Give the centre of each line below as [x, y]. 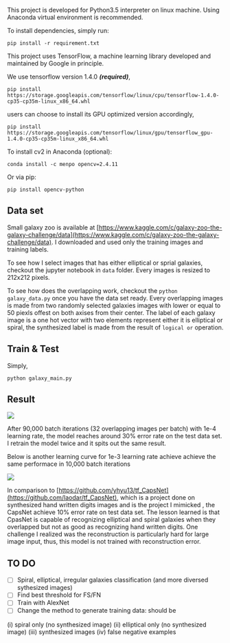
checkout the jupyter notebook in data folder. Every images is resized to [109, 270]
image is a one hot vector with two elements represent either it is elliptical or [115, 320]
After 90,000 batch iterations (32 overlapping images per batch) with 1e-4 [112, 429]
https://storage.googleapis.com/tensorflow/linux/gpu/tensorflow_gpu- [110, 133]
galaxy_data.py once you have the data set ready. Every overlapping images [115, 298]
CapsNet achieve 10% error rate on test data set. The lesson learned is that [114, 512]
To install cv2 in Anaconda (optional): [59, 152]
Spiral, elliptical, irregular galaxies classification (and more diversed [113, 580]
